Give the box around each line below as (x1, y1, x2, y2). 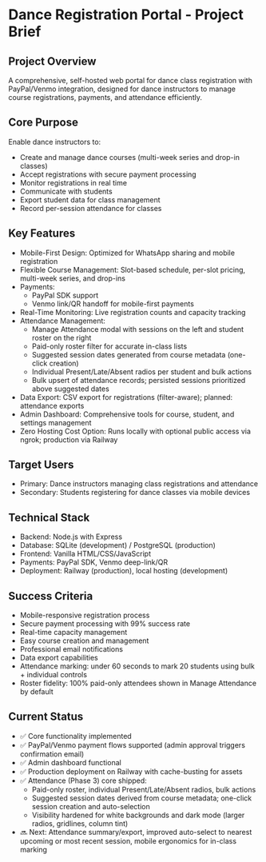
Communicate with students (19, 186, 113, 196)
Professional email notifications (19, 645, 124, 654)
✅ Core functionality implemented (19, 731, 132, 740)
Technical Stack (8, 510, 90, 525)
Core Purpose (8, 116, 78, 130)
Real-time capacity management (19, 628, 128, 637)
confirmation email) (19, 749, 85, 759)
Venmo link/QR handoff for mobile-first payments (31, 298, 194, 309)
